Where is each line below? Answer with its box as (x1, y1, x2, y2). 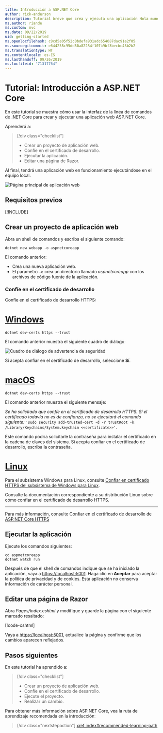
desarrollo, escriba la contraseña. (5, 444, 72, 450)
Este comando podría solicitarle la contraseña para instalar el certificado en (5, 433, 156, 439)
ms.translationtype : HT (5, 48, 53, 53)
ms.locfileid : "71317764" (5, 61, 57, 66)
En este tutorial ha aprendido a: (5, 664, 68, 670)
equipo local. (5, 172, 31, 178)
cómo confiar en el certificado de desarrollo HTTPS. (5, 497, 110, 503)
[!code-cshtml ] (5, 622, 35, 628)
